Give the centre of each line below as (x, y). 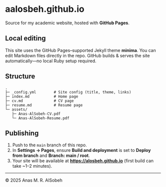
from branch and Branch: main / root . (51, 156)
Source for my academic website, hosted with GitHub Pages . (67, 23)
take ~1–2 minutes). (32, 166)
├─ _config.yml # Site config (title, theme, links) (68, 92)
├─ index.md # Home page (42, 96)
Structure (20, 76)
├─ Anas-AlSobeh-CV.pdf (36, 114)
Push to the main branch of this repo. (50, 145)
